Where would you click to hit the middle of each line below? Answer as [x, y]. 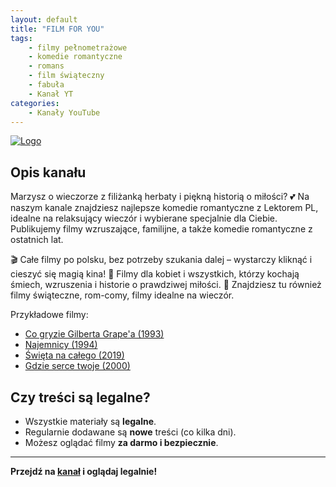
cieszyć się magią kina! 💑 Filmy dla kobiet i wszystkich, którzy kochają [155, 274]
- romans [46, 66]
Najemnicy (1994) [61, 345]
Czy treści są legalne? [80, 397]
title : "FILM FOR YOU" [57, 29]
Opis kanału [48, 172]
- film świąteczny [66, 76]
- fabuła [46, 85]
